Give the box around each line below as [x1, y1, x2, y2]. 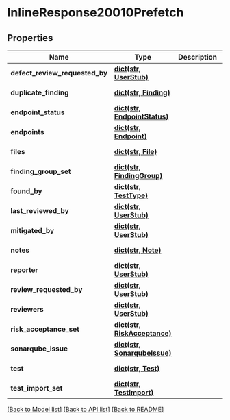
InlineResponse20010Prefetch [7, 5, 184, 21]
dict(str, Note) [114, 245, 162, 255]
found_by [10, 186, 42, 196]
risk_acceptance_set [10, 324, 80, 334]
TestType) [114, 190, 149, 200]
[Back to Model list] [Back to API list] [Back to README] [7, 406, 164, 413]
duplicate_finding [10, 88, 69, 97]
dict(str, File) [114, 147, 157, 156]
